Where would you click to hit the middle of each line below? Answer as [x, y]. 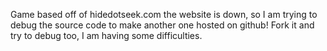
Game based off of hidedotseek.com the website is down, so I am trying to [164, 14]
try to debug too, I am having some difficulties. [106, 35]
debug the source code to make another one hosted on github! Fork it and [162, 25]
